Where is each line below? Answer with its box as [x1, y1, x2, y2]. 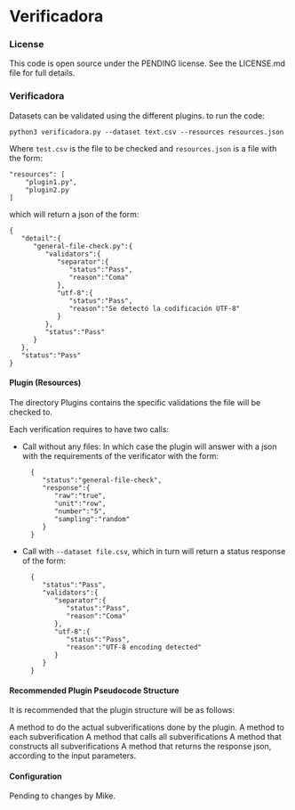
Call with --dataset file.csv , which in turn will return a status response [21, 545, 286, 556]
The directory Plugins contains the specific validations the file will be [9, 397, 261, 407]
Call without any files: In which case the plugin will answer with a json [21, 441, 277, 452]
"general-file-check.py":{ [32, 241, 133, 250]
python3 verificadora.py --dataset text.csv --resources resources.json [9, 127, 284, 136]
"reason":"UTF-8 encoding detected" [66, 642, 202, 651]
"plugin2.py [25, 185, 69, 194]
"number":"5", [54, 506, 107, 516]
